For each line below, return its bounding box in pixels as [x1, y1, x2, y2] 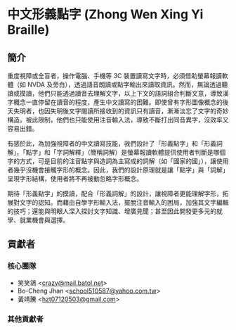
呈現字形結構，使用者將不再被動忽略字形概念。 [7, 174, 143, 183]
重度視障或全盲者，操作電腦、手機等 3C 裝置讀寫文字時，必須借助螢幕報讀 [7, 72, 223, 80]
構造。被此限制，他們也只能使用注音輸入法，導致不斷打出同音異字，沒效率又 [7, 115, 229, 124]
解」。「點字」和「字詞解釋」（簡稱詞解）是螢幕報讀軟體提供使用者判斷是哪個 [7, 148, 226, 156]
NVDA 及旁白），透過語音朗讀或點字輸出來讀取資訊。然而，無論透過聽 [27, 80, 228, 89]
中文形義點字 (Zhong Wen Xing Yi [7, 6, 204, 23]
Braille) [7, 22, 50, 38]
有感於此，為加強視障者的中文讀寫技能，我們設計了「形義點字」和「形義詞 [7, 139, 223, 148]
